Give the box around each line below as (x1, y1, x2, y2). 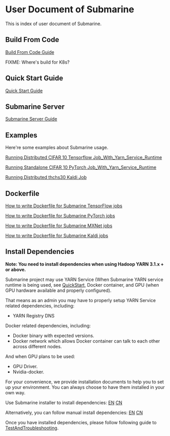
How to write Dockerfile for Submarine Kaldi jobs (5, 232, 109, 239)
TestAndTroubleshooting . (5, 425, 59, 431)
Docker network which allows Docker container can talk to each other (12, 338, 160, 344)
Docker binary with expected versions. (12, 332, 95, 339)
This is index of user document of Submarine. (5, 21, 102, 27)
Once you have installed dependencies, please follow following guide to (5, 419, 157, 425)
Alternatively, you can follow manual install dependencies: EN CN (5, 409, 143, 415)
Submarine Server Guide (5, 116, 57, 122)
